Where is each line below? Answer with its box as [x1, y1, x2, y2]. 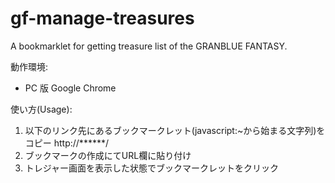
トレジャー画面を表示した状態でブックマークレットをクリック [24, 162, 280, 174]
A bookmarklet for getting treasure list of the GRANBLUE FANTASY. [10, 40, 288, 52]
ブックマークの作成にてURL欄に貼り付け [24, 149, 192, 161]
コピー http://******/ [24, 137, 109, 149]
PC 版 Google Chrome [24, 82, 117, 94]
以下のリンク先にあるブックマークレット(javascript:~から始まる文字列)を [24, 124, 326, 136]
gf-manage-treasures [10, 7, 195, 30]
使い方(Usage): [10, 103, 73, 115]
